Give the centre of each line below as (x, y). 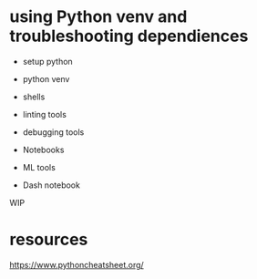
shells (34, 97)
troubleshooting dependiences (129, 36)
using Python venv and (98, 17)
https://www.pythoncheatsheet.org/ (77, 264)
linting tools (44, 114)
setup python (47, 61)
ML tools (39, 167)
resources (49, 240)
